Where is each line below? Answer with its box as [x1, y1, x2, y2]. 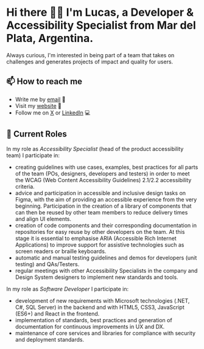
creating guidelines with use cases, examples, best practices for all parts [15, 163, 199, 171]
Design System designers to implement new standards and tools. [15, 273, 178, 281]
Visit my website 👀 [15, 102, 62, 109]
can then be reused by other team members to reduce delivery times [15, 208, 188, 216]
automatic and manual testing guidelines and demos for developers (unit [15, 254, 197, 261]
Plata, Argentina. [6, 32, 94, 45]
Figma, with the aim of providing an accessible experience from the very [15, 196, 197, 203]
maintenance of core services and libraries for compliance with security [15, 329, 196, 337]
